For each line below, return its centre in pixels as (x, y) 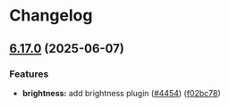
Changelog (51, 16)
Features (29, 74)
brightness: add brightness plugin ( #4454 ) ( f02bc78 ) (121, 93)
